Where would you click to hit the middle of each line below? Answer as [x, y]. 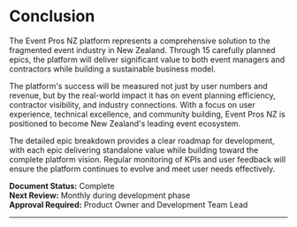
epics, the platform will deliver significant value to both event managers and [147, 59]
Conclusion [52, 16]
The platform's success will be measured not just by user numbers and [138, 86]
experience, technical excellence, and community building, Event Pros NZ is [147, 114]
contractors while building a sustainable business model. [113, 69]
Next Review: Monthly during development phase [100, 195]
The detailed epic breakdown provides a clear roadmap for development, [142, 140]
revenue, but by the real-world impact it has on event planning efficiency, [142, 95]
